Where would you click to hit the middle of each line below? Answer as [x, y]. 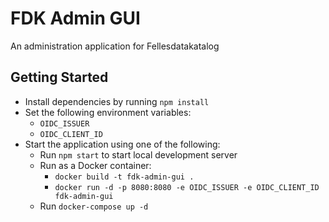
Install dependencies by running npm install [117, 101]
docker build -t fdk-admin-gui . [124, 177]
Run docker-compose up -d [94, 206]
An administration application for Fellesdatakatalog [115, 46]
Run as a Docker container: [95, 165]
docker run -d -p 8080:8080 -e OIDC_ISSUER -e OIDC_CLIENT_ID [187, 187]
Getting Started [59, 77]
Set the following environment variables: [108, 112]
